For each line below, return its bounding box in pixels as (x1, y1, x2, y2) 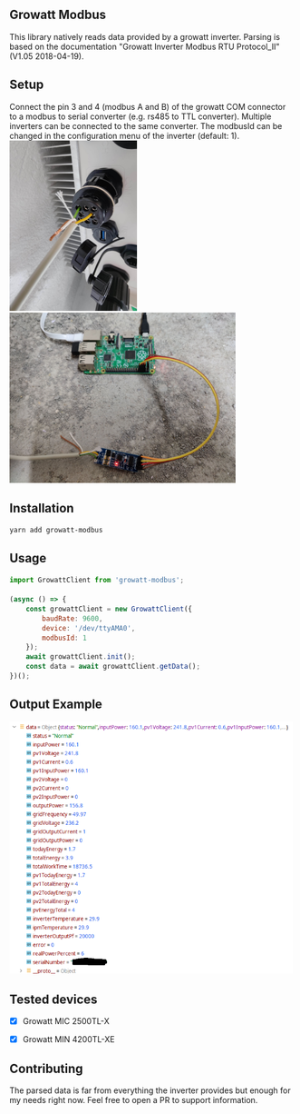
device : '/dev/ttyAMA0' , (42, 623, 136, 632)
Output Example (9, 697, 102, 712)
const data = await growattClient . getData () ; (25, 662, 201, 671)
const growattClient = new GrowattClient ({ (25, 604, 193, 613)
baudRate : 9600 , (42, 613, 103, 623)
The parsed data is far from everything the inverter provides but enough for (9, 1085, 292, 1096)
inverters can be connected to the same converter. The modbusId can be (9, 120, 283, 131)
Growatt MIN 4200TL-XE (22, 1034, 115, 1045)
